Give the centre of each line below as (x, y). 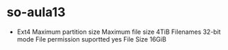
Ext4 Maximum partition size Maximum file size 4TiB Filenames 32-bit (119, 32)
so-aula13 (36, 12)
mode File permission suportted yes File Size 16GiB (92, 39)
